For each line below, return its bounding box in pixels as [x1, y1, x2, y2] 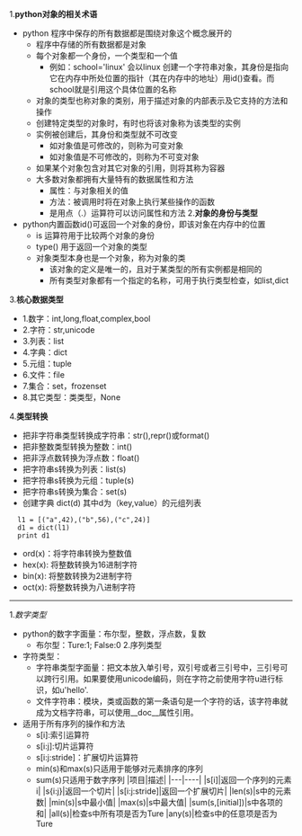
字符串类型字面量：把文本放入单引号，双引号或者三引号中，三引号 [35, 663, 280, 672]
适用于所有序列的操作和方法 [22, 718, 126, 729]
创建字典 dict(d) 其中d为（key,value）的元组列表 [22, 498, 202, 508]
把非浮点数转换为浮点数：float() [22, 453, 140, 463]
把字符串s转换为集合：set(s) [22, 486, 128, 497]
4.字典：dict [22, 347, 67, 358]
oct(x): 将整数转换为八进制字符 [22, 582, 137, 592]
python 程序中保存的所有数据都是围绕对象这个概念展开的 [22, 28, 232, 39]
